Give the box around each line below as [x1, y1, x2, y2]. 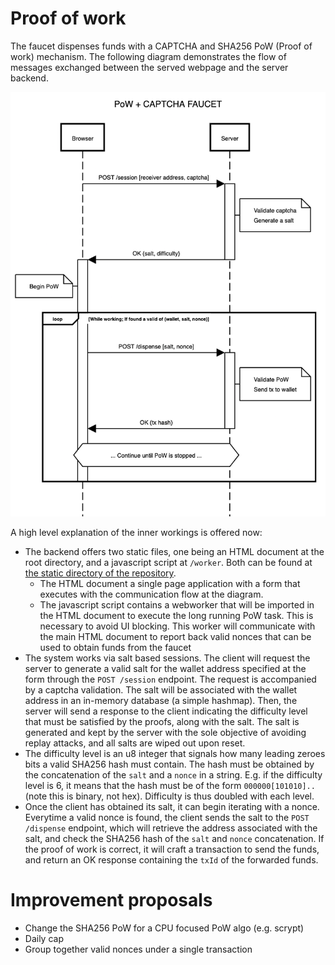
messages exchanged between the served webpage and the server [10, 61, 289, 73]
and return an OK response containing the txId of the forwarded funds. [24, 854, 319, 866]
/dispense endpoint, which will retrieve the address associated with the [24, 822, 318, 834]
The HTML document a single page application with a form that [39, 578, 301, 589]
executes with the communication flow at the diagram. [39, 588, 264, 600]
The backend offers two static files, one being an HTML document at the [24, 546, 325, 557]
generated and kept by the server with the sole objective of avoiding [24, 727, 307, 738]
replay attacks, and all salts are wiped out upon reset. [24, 737, 246, 749]
